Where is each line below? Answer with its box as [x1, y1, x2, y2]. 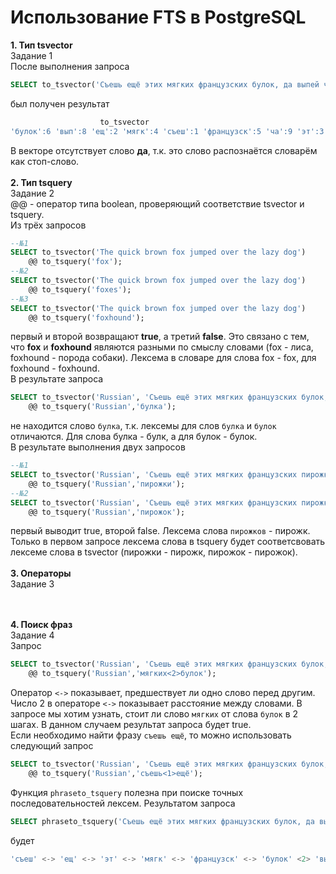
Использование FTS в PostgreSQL [10, 6, 307, 29]
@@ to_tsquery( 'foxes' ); [28, 284, 132, 295]
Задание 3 [10, 578, 55, 590]
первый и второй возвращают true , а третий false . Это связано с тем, [10, 331, 310, 343]
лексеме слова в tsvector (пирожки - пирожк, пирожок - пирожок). [10, 546, 298, 558]
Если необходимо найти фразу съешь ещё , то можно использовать [10, 729, 292, 741]
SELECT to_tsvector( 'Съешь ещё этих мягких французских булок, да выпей [10, 79, 320, 90]
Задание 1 [10, 49, 53, 61]
